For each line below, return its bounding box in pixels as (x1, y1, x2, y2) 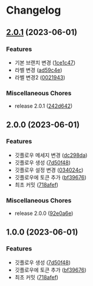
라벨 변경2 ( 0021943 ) (14, 73, 66, 81)
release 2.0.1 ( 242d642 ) (14, 102, 73, 110)
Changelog (6, 4, 61, 17)
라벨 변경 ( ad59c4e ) (14, 66, 63, 73)
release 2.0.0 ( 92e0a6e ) (14, 210, 74, 217)
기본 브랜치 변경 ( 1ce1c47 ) (14, 59, 76, 66)
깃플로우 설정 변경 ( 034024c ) (14, 166, 84, 173)
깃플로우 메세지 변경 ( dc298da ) (14, 152, 88, 159)
